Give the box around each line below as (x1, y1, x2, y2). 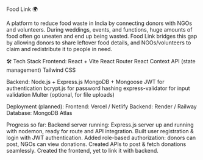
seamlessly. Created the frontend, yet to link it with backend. (6, 147, 158, 154)
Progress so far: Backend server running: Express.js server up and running (6, 121, 194, 128)
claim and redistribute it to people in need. (6, 46, 113, 52)
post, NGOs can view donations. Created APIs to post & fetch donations (6, 141, 187, 148)
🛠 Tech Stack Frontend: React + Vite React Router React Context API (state (6, 58, 196, 64)
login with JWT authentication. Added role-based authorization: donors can (6, 134, 196, 141)
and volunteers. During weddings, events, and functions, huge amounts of (6, 26, 193, 33)
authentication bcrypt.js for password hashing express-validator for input (6, 85, 190, 92)
